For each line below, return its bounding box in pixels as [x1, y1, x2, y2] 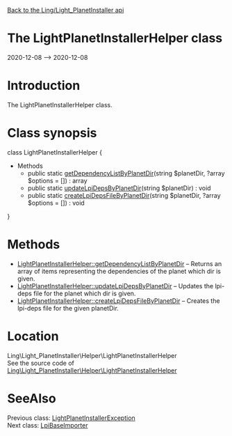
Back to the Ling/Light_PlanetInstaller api [7, 6, 124, 14]
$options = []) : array [27, 176, 88, 185]
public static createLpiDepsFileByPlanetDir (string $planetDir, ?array [27, 191, 221, 199]
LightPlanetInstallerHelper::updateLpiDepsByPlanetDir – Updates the [17, 281, 214, 290]
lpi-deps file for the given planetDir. [17, 304, 119, 312]
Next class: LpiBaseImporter [7, 421, 88, 429]
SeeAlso [7, 390, 57, 406]
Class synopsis [7, 125, 97, 141]
